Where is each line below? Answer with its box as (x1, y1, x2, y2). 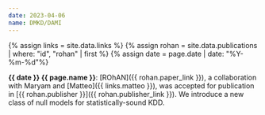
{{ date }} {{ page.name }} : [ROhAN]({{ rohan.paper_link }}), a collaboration (8, 72, 257, 82)
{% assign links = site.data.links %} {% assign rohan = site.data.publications (8, 40, 258, 50)
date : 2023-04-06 (8, 11, 66, 20)
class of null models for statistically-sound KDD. (8, 98, 165, 107)
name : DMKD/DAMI (8, 19, 62, 27)
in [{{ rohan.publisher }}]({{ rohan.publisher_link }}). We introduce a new (8, 89, 244, 98)
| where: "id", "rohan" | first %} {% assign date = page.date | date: (8, 49, 225, 58)
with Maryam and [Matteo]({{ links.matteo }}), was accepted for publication (8, 80, 255, 91)
